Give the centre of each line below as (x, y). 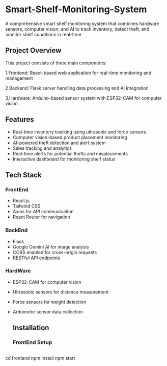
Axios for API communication (43, 212)
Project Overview (33, 50)
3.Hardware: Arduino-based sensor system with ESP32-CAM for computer (83, 98)
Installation (31, 328)
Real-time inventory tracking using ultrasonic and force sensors (79, 132)
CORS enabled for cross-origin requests (55, 252)
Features (20, 119)
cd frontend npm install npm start (40, 358)
